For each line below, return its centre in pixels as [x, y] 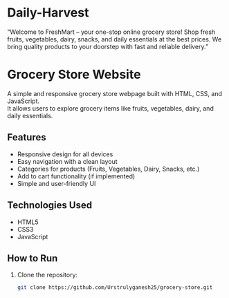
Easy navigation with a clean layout [67, 161]
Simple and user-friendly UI [56, 183]
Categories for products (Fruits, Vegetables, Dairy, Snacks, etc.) [108, 169]
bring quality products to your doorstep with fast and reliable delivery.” [108, 46]
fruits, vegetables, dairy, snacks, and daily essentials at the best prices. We [114, 39]
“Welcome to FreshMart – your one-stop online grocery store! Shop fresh [111, 32]
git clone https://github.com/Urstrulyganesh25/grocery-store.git [115, 288]
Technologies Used [49, 205]
